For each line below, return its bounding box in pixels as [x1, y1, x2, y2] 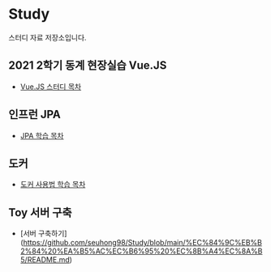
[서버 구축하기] [19, 228, 67, 239]
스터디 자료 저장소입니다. [8, 32, 87, 42]
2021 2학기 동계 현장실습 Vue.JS [8, 58, 167, 73]
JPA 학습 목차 [19, 130, 64, 140]
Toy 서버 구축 [8, 206, 72, 219]
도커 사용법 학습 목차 [19, 180, 86, 189]
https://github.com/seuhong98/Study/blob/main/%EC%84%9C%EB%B [23, 238, 262, 248]
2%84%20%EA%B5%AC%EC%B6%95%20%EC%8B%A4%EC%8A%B [19, 246, 263, 256]
